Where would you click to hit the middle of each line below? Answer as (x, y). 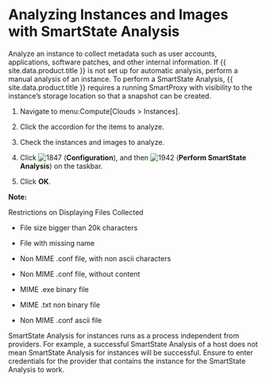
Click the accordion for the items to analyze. (92, 127)
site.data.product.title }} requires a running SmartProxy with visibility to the (130, 87)
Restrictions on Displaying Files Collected (76, 212)
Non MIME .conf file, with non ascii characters (95, 258)
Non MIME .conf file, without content (80, 274)
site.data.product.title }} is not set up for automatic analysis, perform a (123, 70)
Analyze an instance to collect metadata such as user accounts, (112, 53)
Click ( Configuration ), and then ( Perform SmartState (133, 158)
